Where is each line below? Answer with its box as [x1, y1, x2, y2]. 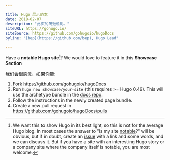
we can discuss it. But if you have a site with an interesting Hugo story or [12, 138, 165, 145]
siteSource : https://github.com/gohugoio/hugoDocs [5, 31, 114, 36]
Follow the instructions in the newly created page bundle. [12, 97, 133, 103]
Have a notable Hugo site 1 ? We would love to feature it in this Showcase [5, 54, 157, 61]
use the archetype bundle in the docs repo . [12, 91, 103, 98]
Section [5, 60, 22, 66]
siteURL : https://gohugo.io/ [5, 26, 67, 31]
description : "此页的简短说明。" [5, 21, 70, 26]
